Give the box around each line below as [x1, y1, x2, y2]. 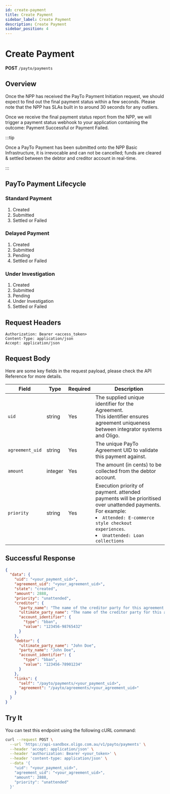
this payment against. [95, 453, 147, 460]
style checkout [95, 520, 132, 526]
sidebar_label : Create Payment [5, 17, 71, 22]
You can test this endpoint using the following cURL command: [5, 727, 136, 733]
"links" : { [14, 676, 37, 681]
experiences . [95, 525, 125, 532]
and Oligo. [95, 432, 120, 439]
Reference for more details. [5, 373, 62, 379]
